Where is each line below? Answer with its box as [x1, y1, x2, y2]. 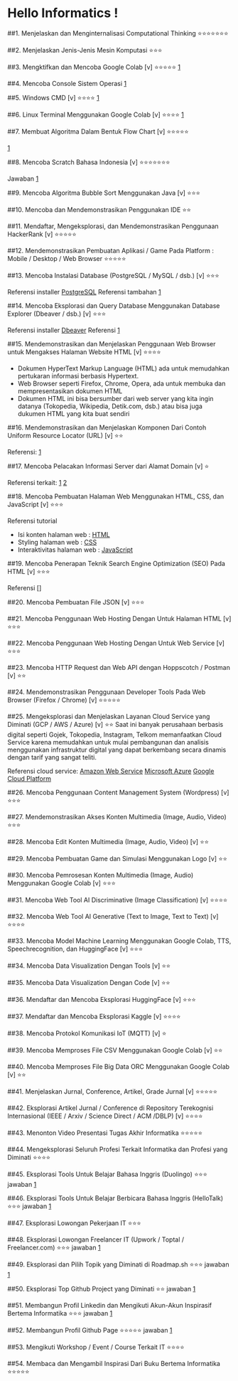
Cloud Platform [7, 774, 52, 783]
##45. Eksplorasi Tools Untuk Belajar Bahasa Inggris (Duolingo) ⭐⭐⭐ [7, 1170, 208, 1178]
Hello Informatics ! [7, 5, 119, 21]
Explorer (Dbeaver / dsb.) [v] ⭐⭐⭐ [7, 309, 107, 318]
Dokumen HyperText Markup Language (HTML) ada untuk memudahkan [17, 364, 229, 373]
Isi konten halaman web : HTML [17, 530, 110, 538]
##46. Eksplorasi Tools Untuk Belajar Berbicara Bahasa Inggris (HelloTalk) [7, 1193, 224, 1203]
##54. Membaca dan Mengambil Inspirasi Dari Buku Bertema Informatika [7, 1359, 220, 1367]
